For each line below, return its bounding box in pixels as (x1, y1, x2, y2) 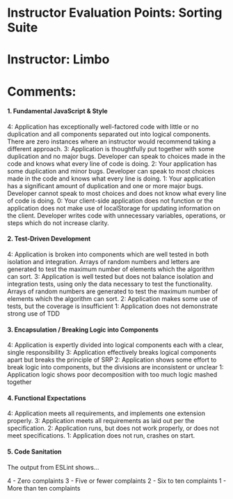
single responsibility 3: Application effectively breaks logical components (7, 348, 217, 357)
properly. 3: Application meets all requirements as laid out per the (7, 417, 195, 425)
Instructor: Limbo (7, 52, 110, 68)
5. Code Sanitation (7, 447, 62, 456)
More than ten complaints (7, 484, 81, 492)
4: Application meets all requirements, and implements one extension (7, 409, 205, 417)
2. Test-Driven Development (7, 235, 91, 243)
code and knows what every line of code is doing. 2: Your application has (7, 159, 217, 168)
